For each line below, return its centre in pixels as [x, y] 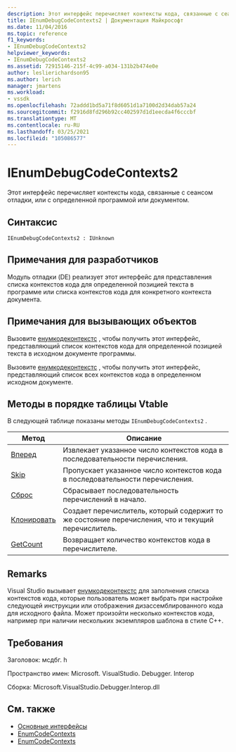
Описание [144, 439]
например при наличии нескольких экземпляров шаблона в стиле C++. [116, 621]
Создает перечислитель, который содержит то [143, 511]
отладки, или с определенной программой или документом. [98, 200]
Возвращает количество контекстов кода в [137, 540]
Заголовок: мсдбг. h [38, 660]
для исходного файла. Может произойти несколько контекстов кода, [111, 613]
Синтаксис [32, 222]
